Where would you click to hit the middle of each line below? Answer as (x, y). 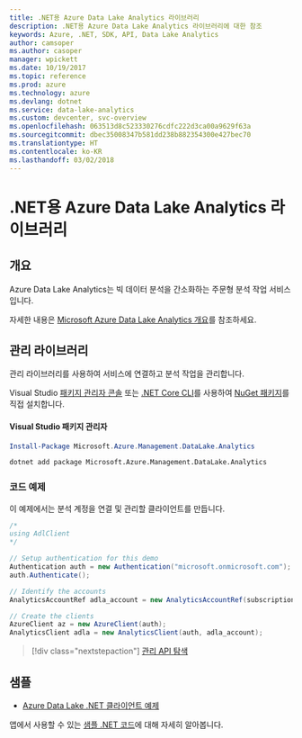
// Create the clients (52, 616)
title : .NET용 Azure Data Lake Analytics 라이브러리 (104, 18)
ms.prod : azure (38, 85)
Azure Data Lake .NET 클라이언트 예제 (91, 706)
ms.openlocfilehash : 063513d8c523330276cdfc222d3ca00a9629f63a (130, 127)
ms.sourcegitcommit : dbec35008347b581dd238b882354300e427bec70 (130, 135)
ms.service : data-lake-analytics (72, 110)
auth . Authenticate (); (50, 575)
